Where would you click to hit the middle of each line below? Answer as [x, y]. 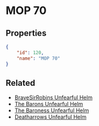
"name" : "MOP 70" [39, 58]
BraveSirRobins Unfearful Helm [53, 97]
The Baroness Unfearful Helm [52, 111]
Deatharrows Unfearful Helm [50, 117]
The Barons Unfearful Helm [49, 104]
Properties [26, 33]
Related [21, 83]
